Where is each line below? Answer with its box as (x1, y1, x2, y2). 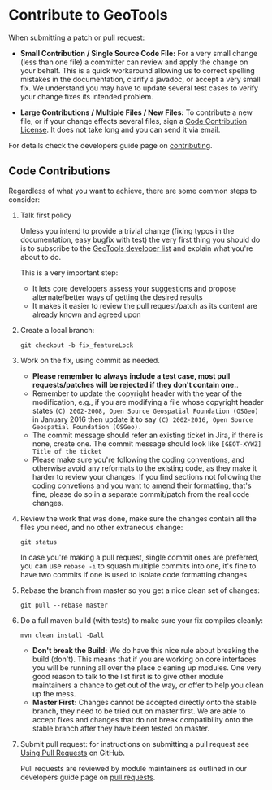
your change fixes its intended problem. (19, 91, 154, 101)
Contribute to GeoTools (8, 6, 168, 24)
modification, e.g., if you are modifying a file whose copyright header (32, 397, 264, 406)
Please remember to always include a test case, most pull (32, 371, 231, 380)
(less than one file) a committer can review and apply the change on (19, 57, 248, 67)
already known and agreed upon (32, 309, 141, 319)
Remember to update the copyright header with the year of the (32, 388, 242, 398)
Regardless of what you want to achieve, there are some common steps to (8, 186, 257, 195)
